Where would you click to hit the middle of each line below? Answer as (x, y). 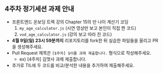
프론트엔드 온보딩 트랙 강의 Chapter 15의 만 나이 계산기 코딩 (70, 22)
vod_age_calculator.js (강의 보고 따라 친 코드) (66, 34)
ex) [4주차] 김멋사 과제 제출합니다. (53, 59)
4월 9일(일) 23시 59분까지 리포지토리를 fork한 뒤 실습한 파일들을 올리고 (81, 40)
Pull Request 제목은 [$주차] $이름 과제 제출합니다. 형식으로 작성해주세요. (81, 53)
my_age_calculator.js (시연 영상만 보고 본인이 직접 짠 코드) (78, 28)
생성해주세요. (30, 47)
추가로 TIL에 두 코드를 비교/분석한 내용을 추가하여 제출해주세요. (73, 65)
